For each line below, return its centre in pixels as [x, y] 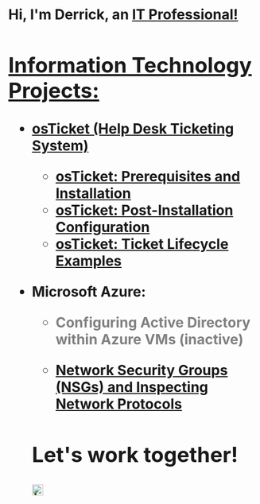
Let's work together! [135, 454]
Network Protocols [119, 404]
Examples [88, 261]
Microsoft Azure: [89, 291]
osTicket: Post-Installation [144, 210]
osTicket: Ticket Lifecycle [142, 244]
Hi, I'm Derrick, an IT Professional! [123, 15]
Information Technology [130, 65]
